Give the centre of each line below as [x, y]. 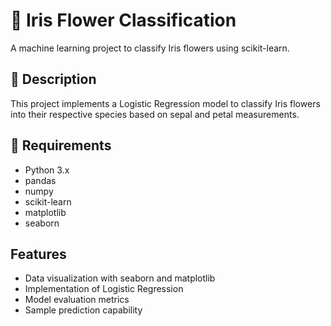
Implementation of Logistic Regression [104, 289]
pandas [40, 180]
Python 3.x [47, 170]
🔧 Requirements [61, 145]
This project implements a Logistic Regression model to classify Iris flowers [165, 103]
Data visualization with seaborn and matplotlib [120, 278]
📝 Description [53, 79]
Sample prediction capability [83, 310]
